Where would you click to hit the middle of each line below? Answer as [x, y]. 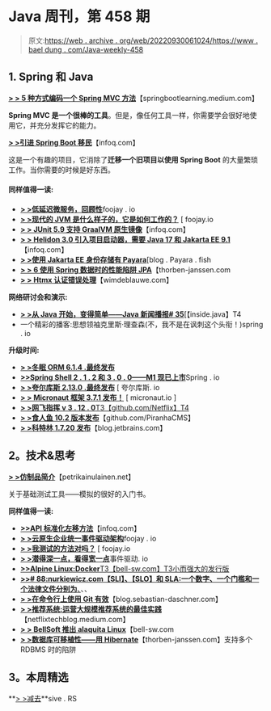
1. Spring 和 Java [51, 77]
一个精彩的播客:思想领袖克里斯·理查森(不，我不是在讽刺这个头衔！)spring [142, 324]
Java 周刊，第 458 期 [79, 17]
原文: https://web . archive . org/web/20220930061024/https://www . [143, 40]
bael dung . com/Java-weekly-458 [86, 49]
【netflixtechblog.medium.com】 [75, 619]
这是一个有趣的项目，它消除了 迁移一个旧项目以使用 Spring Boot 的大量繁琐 [133, 159]
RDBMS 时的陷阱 [48, 649]
